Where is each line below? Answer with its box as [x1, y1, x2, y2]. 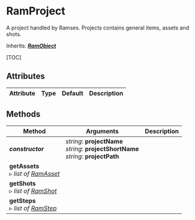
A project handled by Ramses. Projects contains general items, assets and [6, 24, 190, 31]
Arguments [86, 127, 119, 135]
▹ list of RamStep [9, 204, 57, 212]
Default [62, 89, 84, 97]
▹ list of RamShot [9, 186, 57, 195]
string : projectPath [65, 152, 119, 160]
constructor [9, 144, 44, 153]
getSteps [9, 197, 36, 205]
